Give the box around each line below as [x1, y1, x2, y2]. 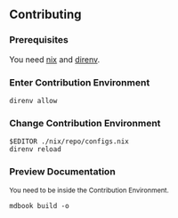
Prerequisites [9, 34, 69, 46]
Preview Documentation [9, 166, 116, 178]
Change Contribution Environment [9, 117, 161, 129]
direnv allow [9, 96, 58, 105]
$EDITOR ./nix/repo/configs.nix [9, 137, 129, 146]
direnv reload [9, 145, 62, 154]
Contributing [9, 7, 82, 22]
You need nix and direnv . [9, 53, 101, 65]
